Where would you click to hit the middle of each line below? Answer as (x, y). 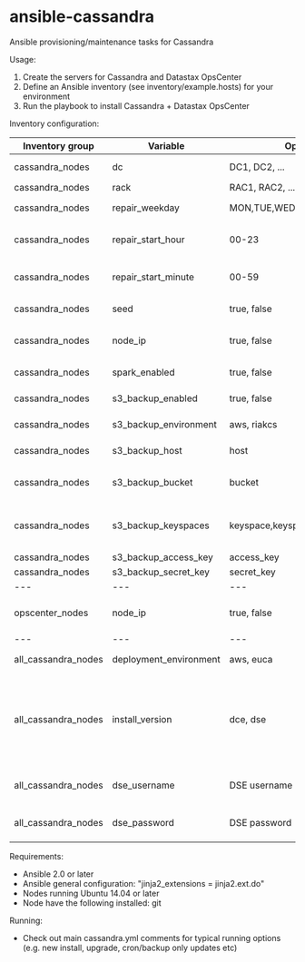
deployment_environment (166, 659)
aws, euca (251, 659)
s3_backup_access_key (162, 557)
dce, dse (247, 719)
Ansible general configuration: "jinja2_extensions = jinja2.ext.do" (143, 883)
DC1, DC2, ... (257, 167)
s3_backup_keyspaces (161, 525)
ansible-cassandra (82, 17)
